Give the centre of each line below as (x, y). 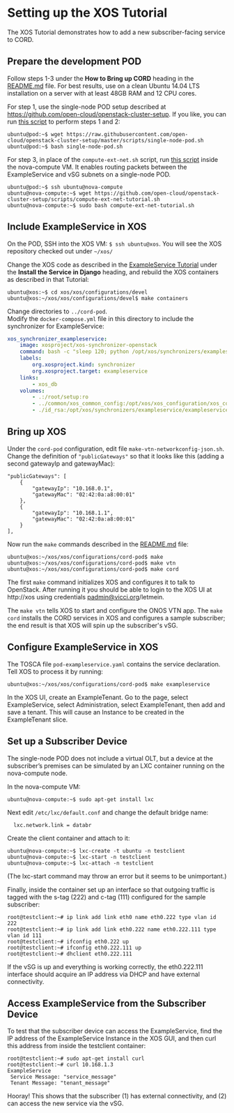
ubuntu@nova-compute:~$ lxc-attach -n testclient (81, 863)
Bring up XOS (37, 432)
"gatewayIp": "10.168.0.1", (73, 488)
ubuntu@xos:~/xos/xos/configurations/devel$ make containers (98, 298)
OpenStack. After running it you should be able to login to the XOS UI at (110, 589)
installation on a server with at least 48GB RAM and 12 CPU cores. (102, 93)
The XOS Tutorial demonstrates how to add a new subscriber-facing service (116, 32)
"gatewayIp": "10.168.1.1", (73, 513)
